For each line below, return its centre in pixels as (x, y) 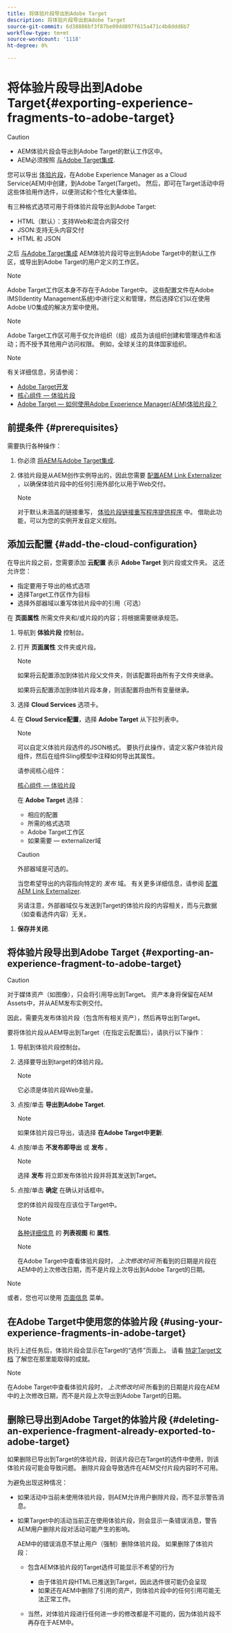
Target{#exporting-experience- (100, 103)
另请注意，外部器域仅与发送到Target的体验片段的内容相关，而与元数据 (117, 905)
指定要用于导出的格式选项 (54, 585)
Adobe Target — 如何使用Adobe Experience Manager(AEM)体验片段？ (117, 404)
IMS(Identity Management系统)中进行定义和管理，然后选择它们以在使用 (109, 299)
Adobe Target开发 (43, 386)
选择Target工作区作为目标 (54, 594)
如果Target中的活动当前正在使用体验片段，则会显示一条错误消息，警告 (117, 1520)
